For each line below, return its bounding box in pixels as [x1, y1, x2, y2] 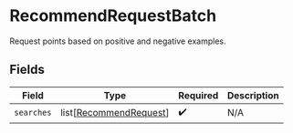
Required [177, 88, 219, 101]
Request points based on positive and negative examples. [9, 36, 226, 46]
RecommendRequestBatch [9, 5, 217, 26]
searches [14, 107, 52, 118]
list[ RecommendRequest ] [60, 107, 170, 119]
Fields [9, 62, 46, 77]
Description [226, 88, 280, 101]
